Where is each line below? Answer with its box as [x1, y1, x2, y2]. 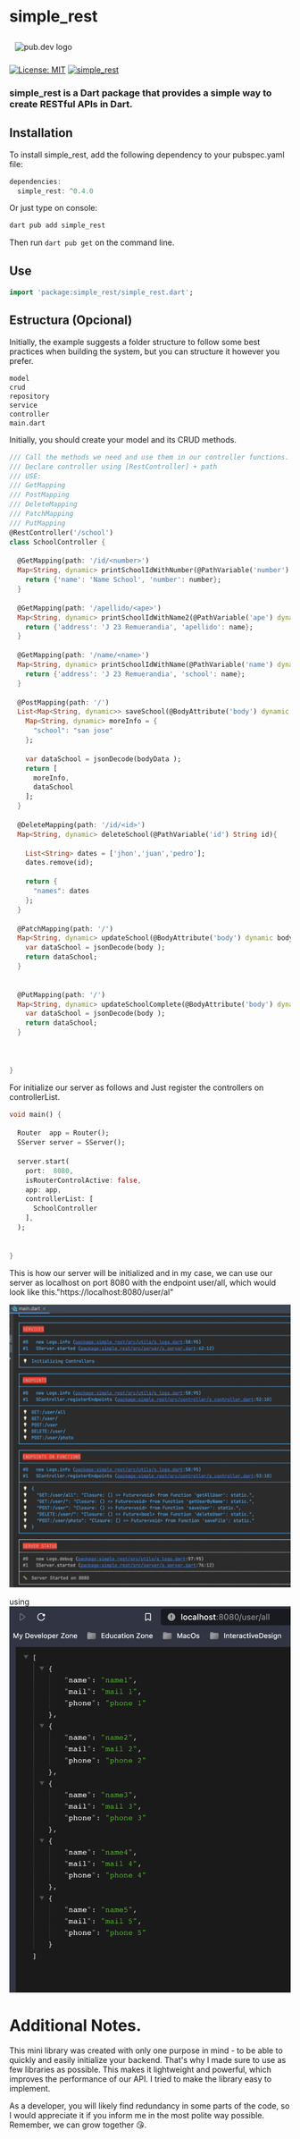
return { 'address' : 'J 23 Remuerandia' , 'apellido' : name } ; [25, 622, 254, 631]
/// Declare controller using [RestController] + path [9, 462, 218, 471]
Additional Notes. [9, 2016, 142, 2036]
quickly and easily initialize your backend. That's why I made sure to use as [9, 2054, 287, 2065]
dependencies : [9, 177, 62, 186]
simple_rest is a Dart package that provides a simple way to [9, 87, 272, 99]
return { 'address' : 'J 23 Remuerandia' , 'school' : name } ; [25, 669, 246, 679]
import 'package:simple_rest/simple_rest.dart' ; [9, 288, 194, 297]
